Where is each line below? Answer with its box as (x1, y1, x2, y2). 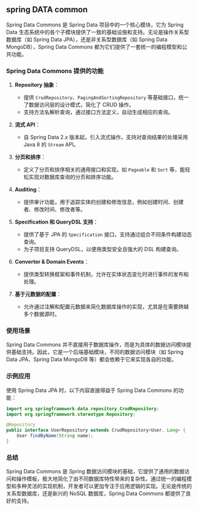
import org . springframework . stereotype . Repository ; (6, 411, 136, 417)
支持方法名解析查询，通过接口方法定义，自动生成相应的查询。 (23, 108, 174, 116)
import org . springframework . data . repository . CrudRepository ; (6, 406, 160, 412)
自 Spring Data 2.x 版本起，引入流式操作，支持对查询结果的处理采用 (23, 134, 189, 141)
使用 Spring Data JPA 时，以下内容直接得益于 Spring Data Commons (6, 386, 172, 394)
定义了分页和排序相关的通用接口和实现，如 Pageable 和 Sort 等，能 (23, 166, 186, 173)
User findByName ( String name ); (16, 433, 94, 439)
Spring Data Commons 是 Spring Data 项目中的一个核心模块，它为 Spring (6, 21, 184, 28)
